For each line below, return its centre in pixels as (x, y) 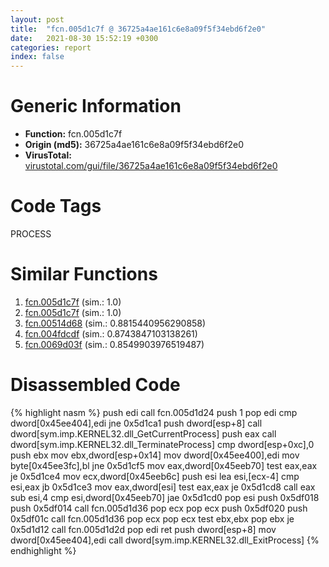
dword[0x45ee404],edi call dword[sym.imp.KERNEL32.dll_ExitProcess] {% (165, 540)
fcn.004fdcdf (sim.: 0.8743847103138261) (111, 333)
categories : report (51, 47)
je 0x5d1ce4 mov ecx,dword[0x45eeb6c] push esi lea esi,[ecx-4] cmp (155, 476)
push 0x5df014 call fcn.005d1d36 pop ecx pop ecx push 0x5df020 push (159, 508)
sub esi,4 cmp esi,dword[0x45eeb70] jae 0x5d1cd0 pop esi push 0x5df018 (165, 497)
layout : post (37, 19)
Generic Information (96, 106)
